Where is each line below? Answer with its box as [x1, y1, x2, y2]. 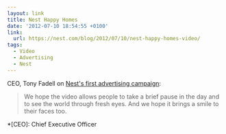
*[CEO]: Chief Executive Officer [7, 120, 97, 128]
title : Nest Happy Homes [7, 16, 78, 23]
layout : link [7, 10, 45, 17]
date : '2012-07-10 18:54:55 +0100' [7, 22, 109, 29]
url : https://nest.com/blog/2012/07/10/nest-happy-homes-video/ [13, 35, 201, 42]
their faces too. [23, 107, 67, 115]
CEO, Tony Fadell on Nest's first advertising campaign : [7, 79, 162, 87]
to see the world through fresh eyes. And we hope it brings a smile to [23, 99, 219, 107]
